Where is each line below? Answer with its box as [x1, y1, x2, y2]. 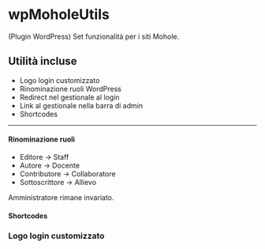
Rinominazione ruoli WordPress [19, 84, 122, 93]
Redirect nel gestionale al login [19, 92, 120, 102]
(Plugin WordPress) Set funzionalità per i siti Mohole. [8, 32, 180, 41]
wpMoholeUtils [8, 6, 110, 24]
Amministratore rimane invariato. [8, 192, 114, 202]
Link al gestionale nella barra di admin [19, 100, 144, 110]
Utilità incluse [8, 55, 77, 68]
